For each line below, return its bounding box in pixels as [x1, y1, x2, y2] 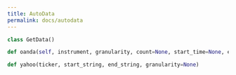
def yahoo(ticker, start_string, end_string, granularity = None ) [7, 61, 199, 69]
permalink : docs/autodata [7, 17, 83, 24]
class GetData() [7, 36, 55, 43]
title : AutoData [7, 10, 55, 18]
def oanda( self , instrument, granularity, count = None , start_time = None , [7, 48, 225, 56]
